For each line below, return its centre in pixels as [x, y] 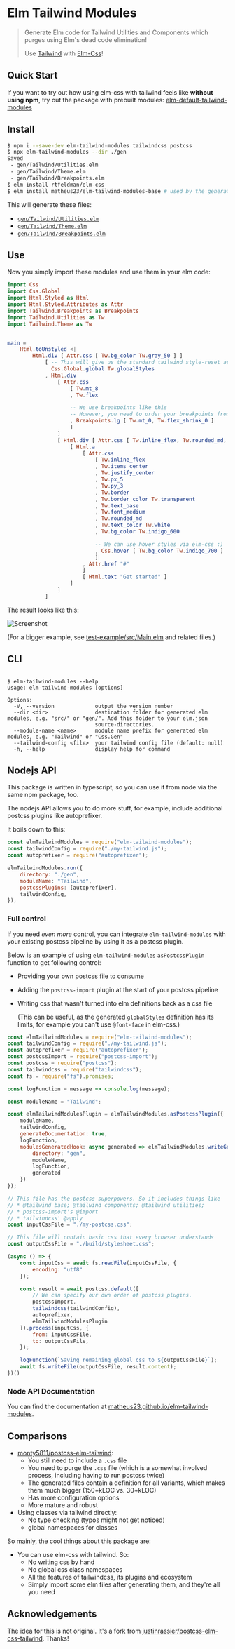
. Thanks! [56, 1638]
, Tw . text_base [117, 506]
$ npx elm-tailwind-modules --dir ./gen [67, 152]
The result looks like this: [43, 610]
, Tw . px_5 [109, 479]
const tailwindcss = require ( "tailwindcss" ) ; [74, 1069]
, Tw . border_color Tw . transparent [145, 499]
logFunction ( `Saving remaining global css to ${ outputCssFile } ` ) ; [119, 1360]
